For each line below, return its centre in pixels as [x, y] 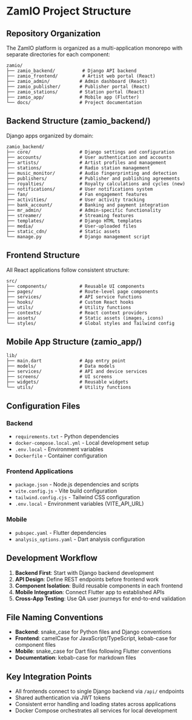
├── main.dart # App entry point [66, 361]
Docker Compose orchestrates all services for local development [96, 711]
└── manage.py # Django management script [78, 237]
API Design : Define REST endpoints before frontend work [87, 579]
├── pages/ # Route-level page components [82, 292]
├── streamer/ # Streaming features [70, 215]
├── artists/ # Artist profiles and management [86, 162]
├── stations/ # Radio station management [78, 168]
